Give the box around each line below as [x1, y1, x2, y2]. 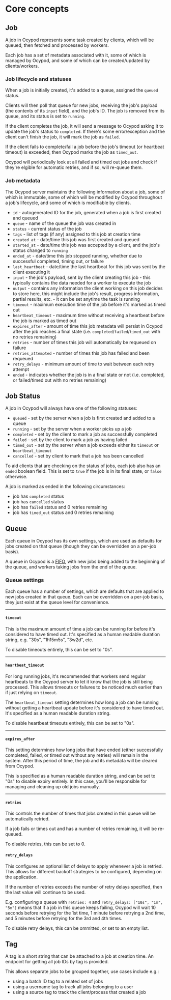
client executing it [12, 269, 50, 275]
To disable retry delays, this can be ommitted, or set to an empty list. [5, 925, 149, 931]
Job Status [5, 391, 41, 400]
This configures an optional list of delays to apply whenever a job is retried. [5, 863, 163, 869]
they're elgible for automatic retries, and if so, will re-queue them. [5, 164, 143, 170]
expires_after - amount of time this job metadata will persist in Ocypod [12, 323, 163, 329]
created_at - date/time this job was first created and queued [12, 236, 140, 242]
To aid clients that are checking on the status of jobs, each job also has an [5, 463, 161, 469]
